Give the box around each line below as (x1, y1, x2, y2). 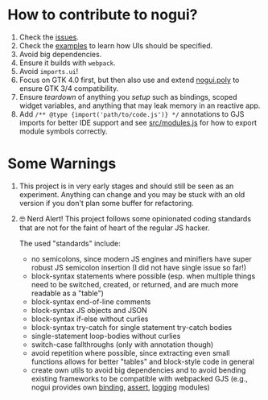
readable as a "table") (31, 288, 104, 298)
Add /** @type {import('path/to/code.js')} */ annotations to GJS (19, 109, 245, 118)
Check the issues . (19, 32, 80, 42)
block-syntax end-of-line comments (31, 296, 151, 307)
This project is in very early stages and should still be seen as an (19, 181, 234, 191)
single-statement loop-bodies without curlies (31, 331, 181, 340)
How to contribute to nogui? (7, 6, 198, 24)
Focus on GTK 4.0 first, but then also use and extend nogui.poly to (19, 75, 240, 85)
